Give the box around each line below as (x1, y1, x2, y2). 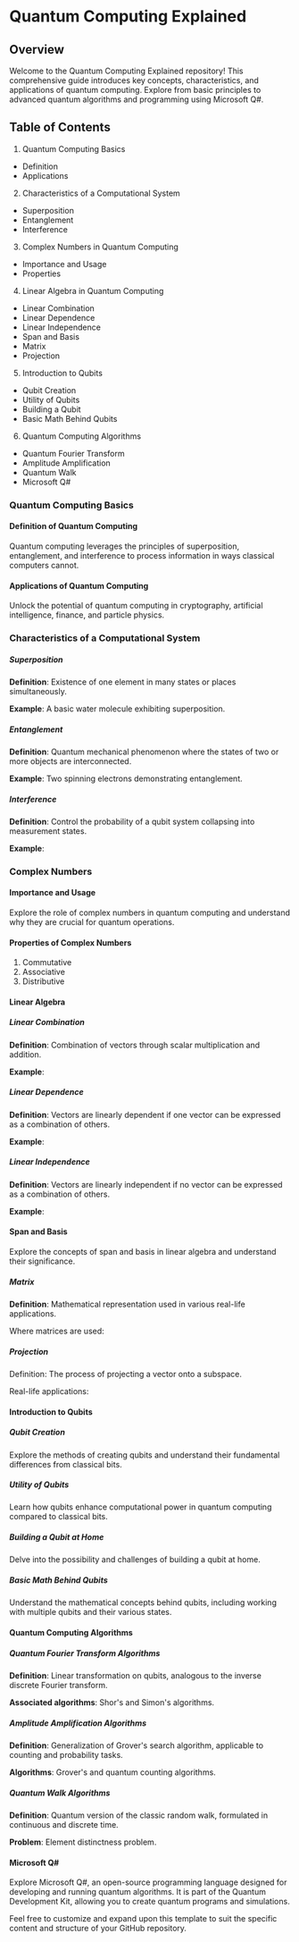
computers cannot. (9, 559, 79, 570)
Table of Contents (9, 120, 112, 135)
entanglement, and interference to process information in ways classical (9, 550, 275, 560)
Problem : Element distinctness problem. (9, 1837, 157, 1847)
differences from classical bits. (9, 1459, 122, 1469)
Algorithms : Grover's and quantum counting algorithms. (9, 1767, 216, 1778)
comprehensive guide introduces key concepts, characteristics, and (9, 75, 259, 86)
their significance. (9, 1256, 76, 1266)
